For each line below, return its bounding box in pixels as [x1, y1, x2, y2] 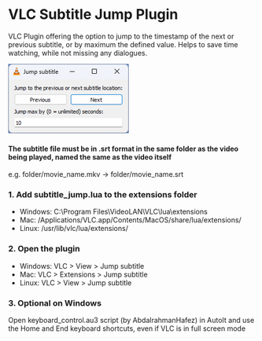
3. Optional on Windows [8, 297, 102, 308]
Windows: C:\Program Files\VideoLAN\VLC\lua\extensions [19, 207, 208, 217]
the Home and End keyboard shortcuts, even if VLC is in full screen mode [8, 324, 246, 333]
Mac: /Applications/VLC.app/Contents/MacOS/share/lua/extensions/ [19, 215, 242, 225]
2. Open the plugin [8, 244, 80, 255]
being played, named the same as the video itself [8, 152, 172, 162]
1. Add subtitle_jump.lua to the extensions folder [8, 189, 197, 200]
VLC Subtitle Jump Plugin [8, 5, 179, 24]
